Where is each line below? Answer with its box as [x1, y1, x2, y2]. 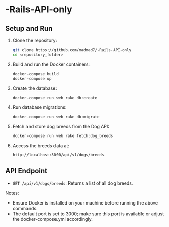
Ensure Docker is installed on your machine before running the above [12, 199, 158, 206]
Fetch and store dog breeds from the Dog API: [12, 124, 109, 130]
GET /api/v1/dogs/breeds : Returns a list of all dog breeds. [12, 180, 133, 186]
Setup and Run [5, 24, 53, 33]
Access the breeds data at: [12, 143, 70, 149]
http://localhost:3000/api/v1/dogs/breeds [12, 152, 104, 158]
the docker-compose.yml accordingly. [12, 216, 93, 222]
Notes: [5, 190, 19, 196]
